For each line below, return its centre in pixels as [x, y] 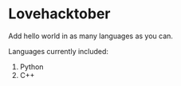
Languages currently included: [59, 51]
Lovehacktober [59, 14]
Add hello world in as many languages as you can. [91, 36]
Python [31, 66]
